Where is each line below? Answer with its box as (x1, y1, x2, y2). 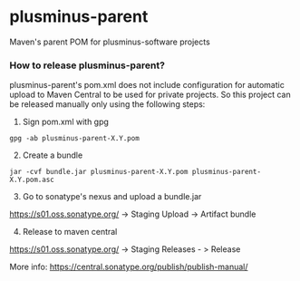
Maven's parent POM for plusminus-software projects (9, 36, 210, 47)
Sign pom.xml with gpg (22, 116, 109, 128)
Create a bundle (22, 150, 83, 160)
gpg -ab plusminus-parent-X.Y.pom (9, 134, 140, 143)
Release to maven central (22, 227, 118, 237)
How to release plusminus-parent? (9, 59, 166, 72)
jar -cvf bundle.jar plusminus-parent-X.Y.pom (9, 168, 189, 177)
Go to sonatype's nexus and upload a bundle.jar (22, 191, 202, 202)
